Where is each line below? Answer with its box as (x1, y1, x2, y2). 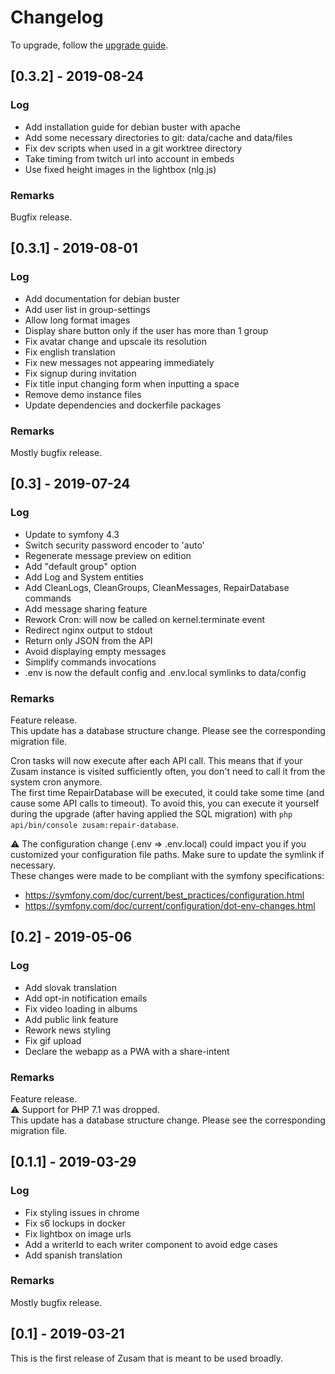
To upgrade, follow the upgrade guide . (10, 39, 169, 51)
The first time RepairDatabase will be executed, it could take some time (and (10, 786, 325, 798)
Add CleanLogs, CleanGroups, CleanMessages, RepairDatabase (24, 581, 290, 593)
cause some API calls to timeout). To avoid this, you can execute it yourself (10, 797, 320, 809)
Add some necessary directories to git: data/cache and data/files (24, 131, 293, 143)
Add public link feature (24, 1013, 119, 1025)
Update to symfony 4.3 (24, 528, 120, 540)
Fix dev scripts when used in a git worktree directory (24, 142, 243, 154)
